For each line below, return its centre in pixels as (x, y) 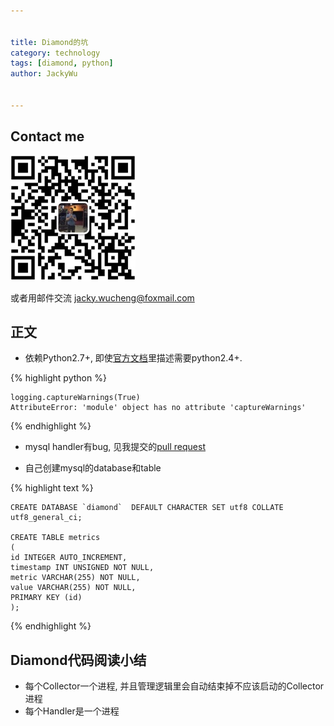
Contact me (47, 136)
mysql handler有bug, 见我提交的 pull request (115, 447)
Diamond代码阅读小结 (78, 660)
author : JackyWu (44, 74)
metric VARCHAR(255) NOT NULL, (75, 578)
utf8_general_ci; (46, 518)
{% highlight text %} (52, 488)
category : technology (55, 53)
